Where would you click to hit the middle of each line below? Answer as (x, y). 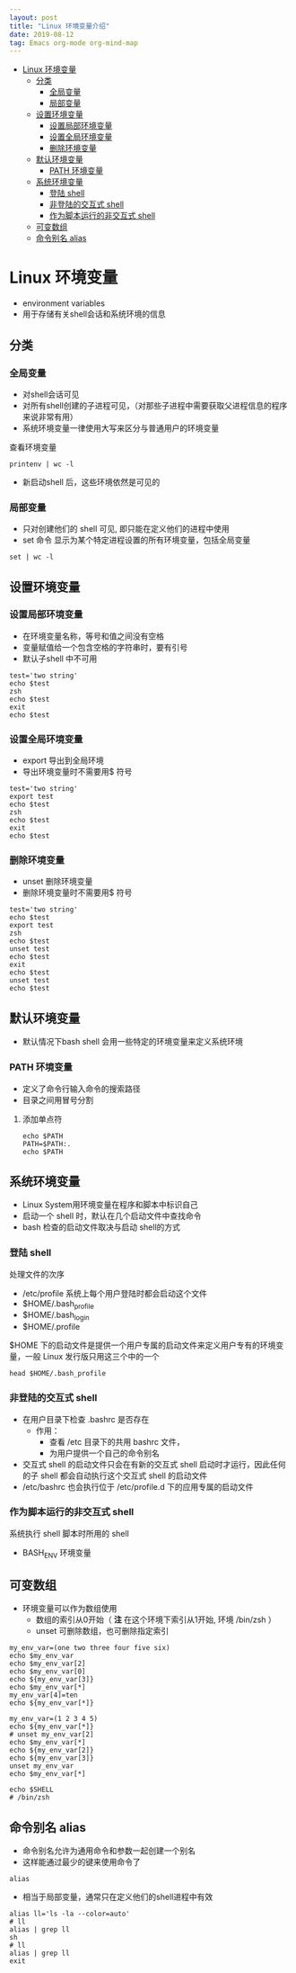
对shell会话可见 (51, 394)
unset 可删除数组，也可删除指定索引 (102, 1631)
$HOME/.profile (51, 1327)
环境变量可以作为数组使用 (70, 1609)
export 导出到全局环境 (63, 760)
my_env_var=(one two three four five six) (90, 1648)
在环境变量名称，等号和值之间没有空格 (93, 636)
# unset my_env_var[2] (52, 1735)
